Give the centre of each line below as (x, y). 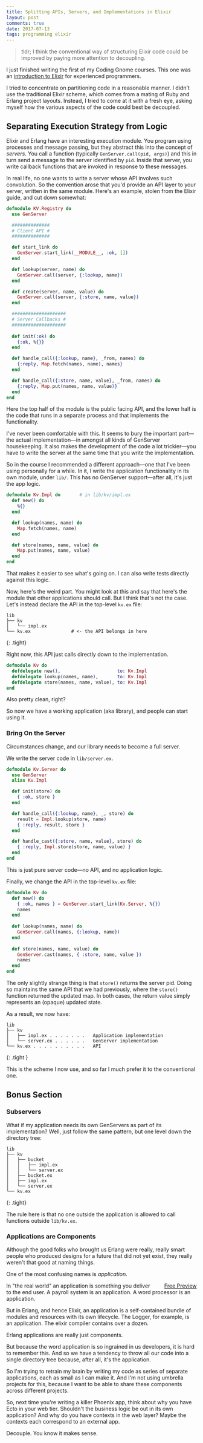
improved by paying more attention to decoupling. (83, 58)
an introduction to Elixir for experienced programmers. (74, 76)
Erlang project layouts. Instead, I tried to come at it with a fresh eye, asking (99, 101)
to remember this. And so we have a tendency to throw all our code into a (98, 1353)
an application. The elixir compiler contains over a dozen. (78, 1323)
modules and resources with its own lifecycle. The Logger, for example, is (98, 1317)
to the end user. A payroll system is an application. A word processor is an (98, 1292)
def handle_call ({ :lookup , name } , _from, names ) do (78, 358)
